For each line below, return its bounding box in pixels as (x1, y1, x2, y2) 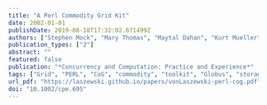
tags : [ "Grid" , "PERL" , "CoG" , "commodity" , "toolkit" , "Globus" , (8, 70, 233, 78)
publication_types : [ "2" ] (8, 41, 94, 49)
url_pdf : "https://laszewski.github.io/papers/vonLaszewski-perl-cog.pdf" (8, 77, 261, 85)
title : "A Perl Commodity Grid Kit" (8, 11, 130, 20)
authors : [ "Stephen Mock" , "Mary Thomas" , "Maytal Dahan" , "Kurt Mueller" (8, 33, 261, 42)
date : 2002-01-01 (8, 19, 66, 27)
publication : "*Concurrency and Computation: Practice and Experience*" (8, 63, 254, 71)
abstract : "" (8, 48, 52, 56)
